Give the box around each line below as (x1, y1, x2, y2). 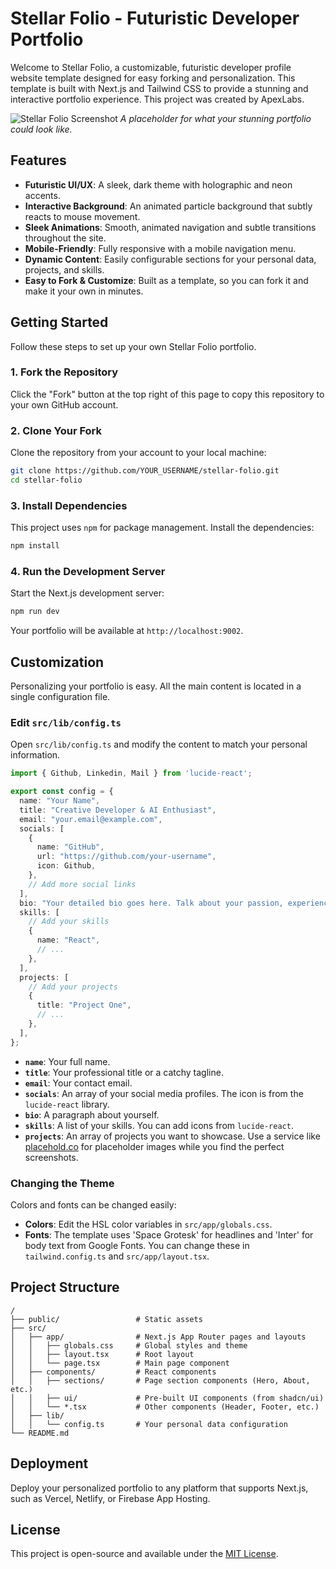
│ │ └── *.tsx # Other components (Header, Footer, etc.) (10, 1402, 320, 1412)
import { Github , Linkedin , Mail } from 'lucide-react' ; (10, 768, 253, 779)
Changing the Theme (10, 1176, 115, 1190)
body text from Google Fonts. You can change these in (24, 1240, 250, 1252)
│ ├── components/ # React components (10, 1367, 217, 1377)
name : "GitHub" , (36, 842, 105, 852)
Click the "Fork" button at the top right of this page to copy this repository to (10, 388, 325, 400)
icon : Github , (36, 861, 97, 871)
